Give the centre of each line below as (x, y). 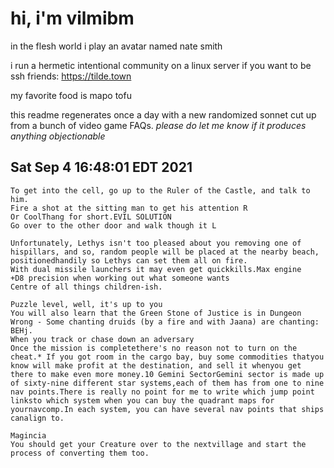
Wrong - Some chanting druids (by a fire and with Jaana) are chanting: (165, 322)
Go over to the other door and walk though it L (113, 225)
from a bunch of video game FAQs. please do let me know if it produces (158, 125)
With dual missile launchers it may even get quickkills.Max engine (156, 269)
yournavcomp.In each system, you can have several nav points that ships (167, 409)
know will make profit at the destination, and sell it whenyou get (156, 365)
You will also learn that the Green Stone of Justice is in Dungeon (156, 313)
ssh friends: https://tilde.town (71, 76)
